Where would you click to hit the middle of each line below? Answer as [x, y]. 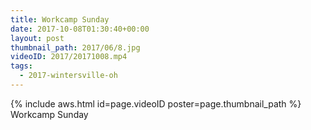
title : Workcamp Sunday [60, 19]
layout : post [37, 38]
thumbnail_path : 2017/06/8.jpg [75, 47]
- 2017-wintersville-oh [68, 76]
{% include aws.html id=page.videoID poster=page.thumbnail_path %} [156, 103]
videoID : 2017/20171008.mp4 [69, 57]
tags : [21, 66]
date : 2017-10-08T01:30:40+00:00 [80, 29]
